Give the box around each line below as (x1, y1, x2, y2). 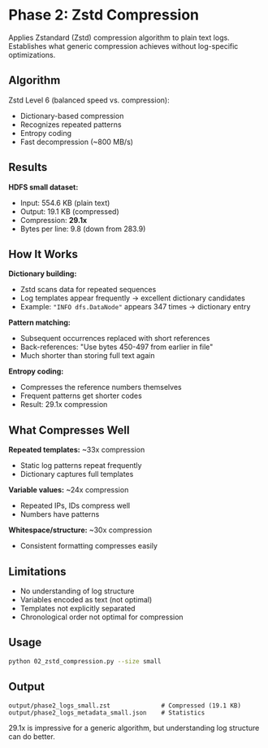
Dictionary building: (8, 269, 77, 278)
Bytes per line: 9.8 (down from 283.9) (19, 224, 146, 234)
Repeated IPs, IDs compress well (19, 501, 131, 510)
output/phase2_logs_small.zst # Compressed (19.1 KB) (8, 702, 242, 710)
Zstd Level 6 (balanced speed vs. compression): (8, 95, 170, 105)
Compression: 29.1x (19, 215, 88, 225)
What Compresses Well (8, 423, 130, 437)
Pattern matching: (8, 317, 71, 327)
